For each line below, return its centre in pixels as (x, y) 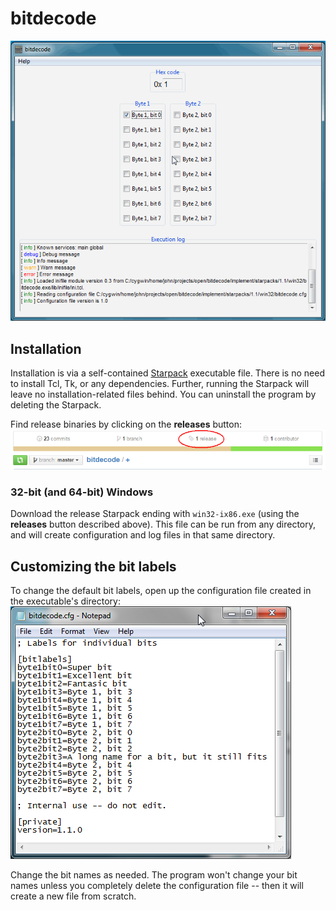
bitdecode (53, 18)
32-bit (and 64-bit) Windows (82, 492)
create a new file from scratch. (73, 896)
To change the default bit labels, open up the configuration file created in (161, 591)
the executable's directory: (65, 601)
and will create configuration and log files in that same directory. (143, 535)
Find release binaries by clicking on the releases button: (126, 424)
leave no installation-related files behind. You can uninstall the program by (163, 394)
